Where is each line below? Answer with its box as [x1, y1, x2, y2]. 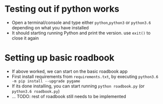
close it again [11, 35, 39, 41]
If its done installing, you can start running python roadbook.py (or [11, 83, 145, 89]
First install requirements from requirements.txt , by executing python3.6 [11, 73, 159, 79]
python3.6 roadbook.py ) [11, 88, 60, 94]
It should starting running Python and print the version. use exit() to [11, 30, 151, 36]
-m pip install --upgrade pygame [11, 79, 81, 83]
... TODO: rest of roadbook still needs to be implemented [11, 93, 126, 99]
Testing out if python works [4, 3, 120, 15]
